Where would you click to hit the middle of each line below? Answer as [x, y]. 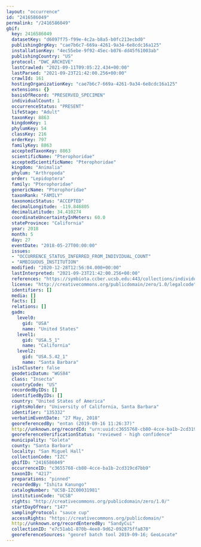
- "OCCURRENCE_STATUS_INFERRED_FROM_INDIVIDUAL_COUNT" [81, 257]
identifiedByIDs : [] [37, 396]
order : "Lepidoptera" [39, 179]
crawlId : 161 [28, 78]
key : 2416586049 [32, 34]
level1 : [26, 335]
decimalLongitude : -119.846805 [51, 206]
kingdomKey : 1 [29, 123]
